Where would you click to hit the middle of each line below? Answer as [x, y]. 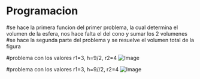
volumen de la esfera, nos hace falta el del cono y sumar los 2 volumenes [97, 33]
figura [13, 46]
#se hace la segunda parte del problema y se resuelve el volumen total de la [100, 40]
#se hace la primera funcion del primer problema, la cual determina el [92, 27]
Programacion [42, 11]
